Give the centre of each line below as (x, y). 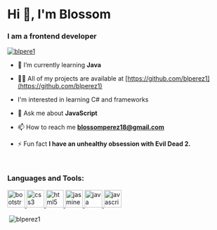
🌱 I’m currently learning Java (59, 65)
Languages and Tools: (46, 178)
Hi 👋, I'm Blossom (59, 14)
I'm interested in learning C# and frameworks (83, 100)
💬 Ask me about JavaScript (57, 113)
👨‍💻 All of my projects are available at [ (72, 79)
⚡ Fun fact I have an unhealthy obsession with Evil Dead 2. (104, 144)
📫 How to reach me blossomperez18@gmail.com (91, 127)
